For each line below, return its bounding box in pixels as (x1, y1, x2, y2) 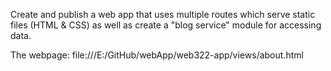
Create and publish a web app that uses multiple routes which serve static (10, 9, 316, 20)
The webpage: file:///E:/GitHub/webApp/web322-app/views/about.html (10, 49, 304, 61)
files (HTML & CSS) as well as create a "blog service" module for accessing (10, 19, 322, 31)
